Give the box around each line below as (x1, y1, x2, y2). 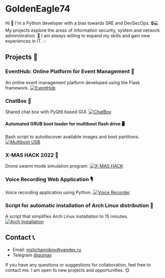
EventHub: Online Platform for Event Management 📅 (5, 68, 135, 75)
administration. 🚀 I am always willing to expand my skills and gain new (5, 32, 150, 38)
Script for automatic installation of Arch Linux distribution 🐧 (5, 202, 154, 209)
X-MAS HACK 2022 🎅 (5, 152, 59, 159)
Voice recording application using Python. (5, 189, 92, 195)
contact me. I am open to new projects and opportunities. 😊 (5, 267, 130, 273)
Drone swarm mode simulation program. (5, 163, 89, 169)
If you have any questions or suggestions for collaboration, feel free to (5, 261, 151, 267)
